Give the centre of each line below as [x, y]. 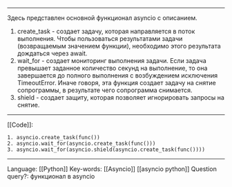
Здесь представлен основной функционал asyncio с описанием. [103, 18]
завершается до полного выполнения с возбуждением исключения [117, 75]
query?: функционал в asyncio [51, 176]
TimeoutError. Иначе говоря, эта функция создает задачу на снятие [116, 83]
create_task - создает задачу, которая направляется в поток [106, 31]
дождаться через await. [52, 53]
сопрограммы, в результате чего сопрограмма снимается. [105, 90]
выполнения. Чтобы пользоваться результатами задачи [100, 38]
